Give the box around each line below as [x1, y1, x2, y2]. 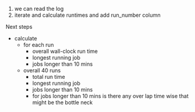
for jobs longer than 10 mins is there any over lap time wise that [32, 93, 189, 99]
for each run [23, 42, 55, 48]
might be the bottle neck [32, 99, 93, 106]
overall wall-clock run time [32, 48, 98, 55]
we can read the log [14, 5, 64, 12]
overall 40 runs [23, 67, 61, 74]
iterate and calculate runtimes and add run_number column [14, 11, 161, 19]
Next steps [5, 23, 32, 30]
